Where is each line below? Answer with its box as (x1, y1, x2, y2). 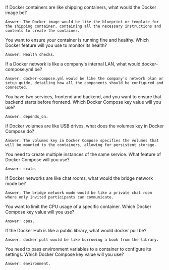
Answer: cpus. (5, 219, 35, 224)
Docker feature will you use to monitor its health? (5, 42, 107, 48)
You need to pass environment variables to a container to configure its (5, 246, 151, 252)
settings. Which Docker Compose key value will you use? (5, 251, 124, 257)
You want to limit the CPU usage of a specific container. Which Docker (5, 204, 152, 210)
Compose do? (5, 128, 34, 134)
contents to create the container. (5, 28, 80, 33)
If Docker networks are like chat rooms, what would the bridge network (5, 175, 153, 181)
